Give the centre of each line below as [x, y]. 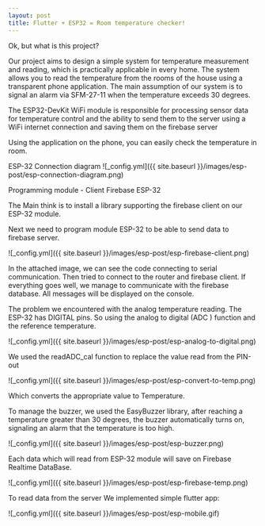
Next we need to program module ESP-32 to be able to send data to [119, 229]
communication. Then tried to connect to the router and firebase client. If [127, 276]
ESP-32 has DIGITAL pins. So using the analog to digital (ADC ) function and [132, 317]
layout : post [30, 15]
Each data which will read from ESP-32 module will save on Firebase [120, 459]
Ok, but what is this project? [54, 45]
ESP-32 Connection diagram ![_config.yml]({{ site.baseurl [102, 166]
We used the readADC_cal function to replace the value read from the [121, 356]
